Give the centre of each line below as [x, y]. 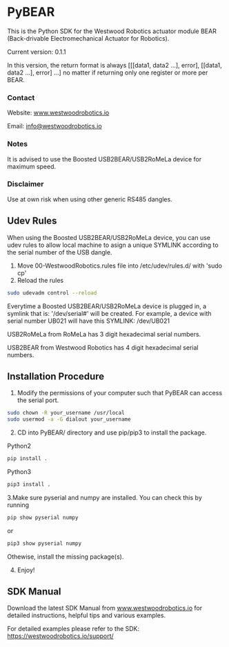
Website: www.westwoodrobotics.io [58, 113]
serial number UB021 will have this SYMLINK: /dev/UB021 [89, 321]
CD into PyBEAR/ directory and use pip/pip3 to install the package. [112, 432]
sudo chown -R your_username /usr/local [66, 413]
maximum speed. [32, 166]
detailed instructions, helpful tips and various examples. [87, 615]
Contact [21, 97]
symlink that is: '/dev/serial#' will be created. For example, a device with [109, 313]
